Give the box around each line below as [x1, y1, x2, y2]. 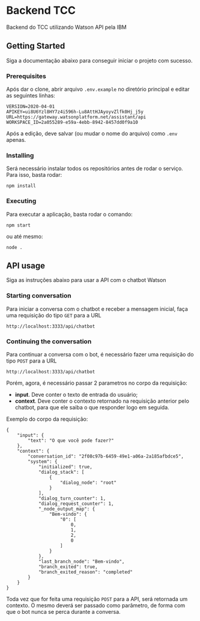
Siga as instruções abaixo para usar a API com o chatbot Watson [6, 277, 166, 284]
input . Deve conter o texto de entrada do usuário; [14, 391, 138, 399]
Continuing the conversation [6, 337, 92, 346]
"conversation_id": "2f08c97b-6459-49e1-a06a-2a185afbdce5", [28, 453, 184, 460]
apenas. [6, 136, 26, 144]
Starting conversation [6, 292, 71, 300]
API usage [6, 261, 45, 271]
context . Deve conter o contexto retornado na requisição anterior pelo [14, 397, 189, 405]
